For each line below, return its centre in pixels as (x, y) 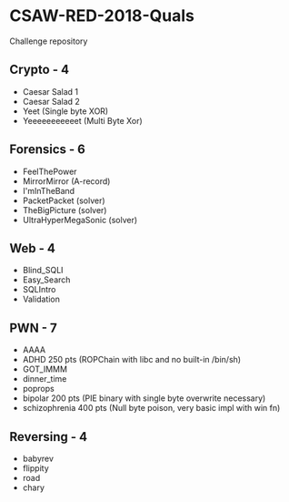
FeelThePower (50, 171)
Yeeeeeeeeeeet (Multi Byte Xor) (82, 120)
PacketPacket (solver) (64, 200)
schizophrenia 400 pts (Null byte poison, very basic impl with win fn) (151, 408)
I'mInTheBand (49, 190)
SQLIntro (39, 290)
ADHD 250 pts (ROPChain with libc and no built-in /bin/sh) (132, 360)
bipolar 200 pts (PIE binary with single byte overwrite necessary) (144, 398)
